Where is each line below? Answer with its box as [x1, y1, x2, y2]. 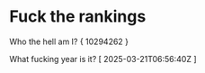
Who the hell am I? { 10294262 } [9, 36, 129, 47]
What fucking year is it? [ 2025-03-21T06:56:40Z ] [9, 53, 197, 64]
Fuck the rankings [9, 6, 147, 27]
